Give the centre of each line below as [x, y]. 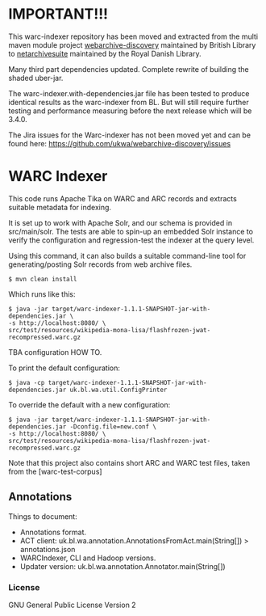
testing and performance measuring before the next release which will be [130, 111]
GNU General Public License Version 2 [72, 605]
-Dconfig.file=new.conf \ [113, 426]
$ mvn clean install [43, 279]
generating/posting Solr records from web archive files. [100, 264]
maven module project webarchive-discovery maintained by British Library [132, 44]
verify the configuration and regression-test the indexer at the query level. [131, 240]
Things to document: [43, 516]
